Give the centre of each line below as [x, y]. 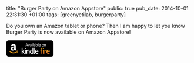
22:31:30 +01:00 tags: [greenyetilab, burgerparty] [66, 15]
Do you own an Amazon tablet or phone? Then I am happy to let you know [96, 26]
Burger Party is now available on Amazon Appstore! [68, 32]
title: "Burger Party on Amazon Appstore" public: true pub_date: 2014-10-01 [98, 8]
